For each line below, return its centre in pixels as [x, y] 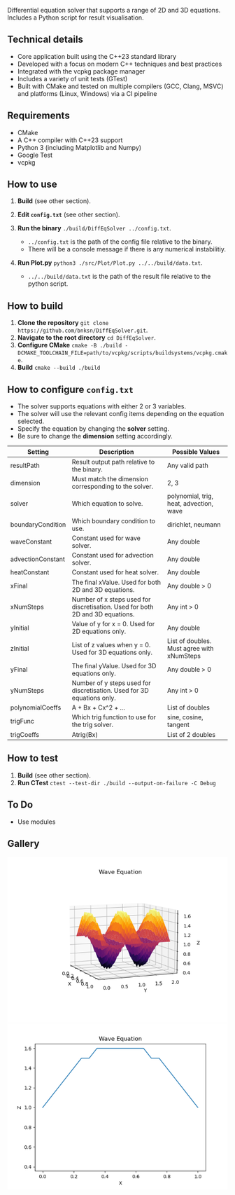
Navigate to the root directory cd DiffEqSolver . [86, 338]
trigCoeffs [25, 734]
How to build [35, 306]
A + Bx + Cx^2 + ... [98, 707]
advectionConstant [37, 559]
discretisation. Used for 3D [110, 690]
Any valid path [187, 466]
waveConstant [31, 541]
